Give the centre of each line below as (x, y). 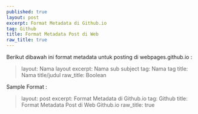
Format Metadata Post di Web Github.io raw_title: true (88, 105)
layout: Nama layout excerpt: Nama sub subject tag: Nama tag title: (104, 69)
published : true (27, 12)
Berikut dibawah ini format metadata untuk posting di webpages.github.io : (99, 57)
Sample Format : (27, 87)
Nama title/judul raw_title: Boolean (64, 75)
